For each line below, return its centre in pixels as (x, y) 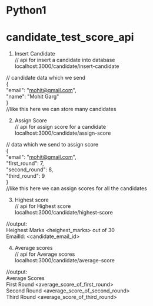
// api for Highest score (43, 206)
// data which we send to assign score (52, 145)
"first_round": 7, (25, 164)
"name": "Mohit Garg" (33, 97)
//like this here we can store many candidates (61, 109)
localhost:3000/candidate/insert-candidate (67, 66)
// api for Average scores (45, 254)
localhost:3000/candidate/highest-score (64, 213)
